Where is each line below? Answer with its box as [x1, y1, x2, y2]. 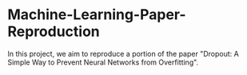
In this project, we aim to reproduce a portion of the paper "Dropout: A [7, 49, 239, 58]
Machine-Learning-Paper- [7, 6, 186, 24]
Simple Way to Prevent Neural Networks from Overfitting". [7, 57, 199, 67]
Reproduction [7, 22, 101, 41]
